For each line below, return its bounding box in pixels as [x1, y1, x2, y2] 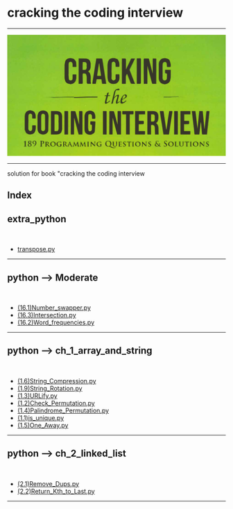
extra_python [7, 213, 67, 225]
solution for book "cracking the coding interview [7, 169, 146, 178]
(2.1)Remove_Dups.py [17, 479, 80, 487]
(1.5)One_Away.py [17, 421, 69, 429]
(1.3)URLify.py [17, 391, 58, 400]
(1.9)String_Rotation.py [17, 384, 83, 392]
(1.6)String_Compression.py [17, 376, 96, 385]
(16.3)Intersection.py [17, 311, 76, 319]
